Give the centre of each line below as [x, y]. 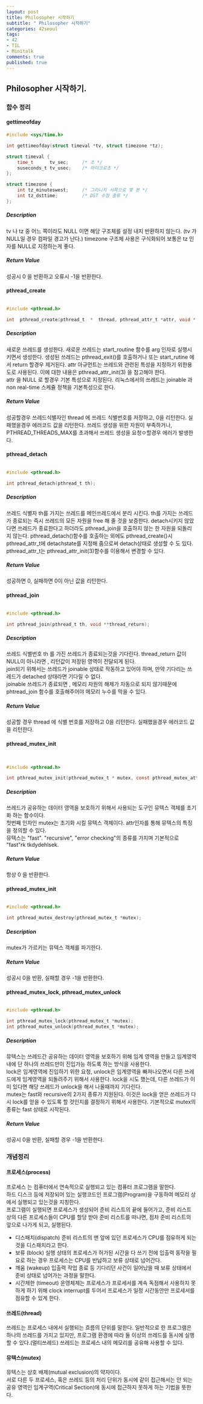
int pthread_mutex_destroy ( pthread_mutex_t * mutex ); [74, 918]
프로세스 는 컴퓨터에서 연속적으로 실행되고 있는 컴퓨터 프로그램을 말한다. [91, 1187]
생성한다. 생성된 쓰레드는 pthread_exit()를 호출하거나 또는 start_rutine [105, 357]
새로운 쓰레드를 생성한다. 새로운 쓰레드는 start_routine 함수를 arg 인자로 [91, 349]
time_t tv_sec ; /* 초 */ [60, 162]
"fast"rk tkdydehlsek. [33, 845]
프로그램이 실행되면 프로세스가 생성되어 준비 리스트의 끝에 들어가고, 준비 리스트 [99, 1210]
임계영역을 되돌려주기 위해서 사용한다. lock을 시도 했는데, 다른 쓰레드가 [105, 1079]
